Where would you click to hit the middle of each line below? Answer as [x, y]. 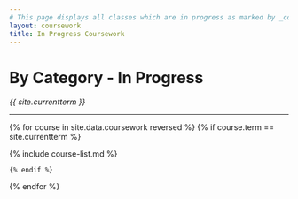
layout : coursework [45, 26]
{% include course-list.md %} [63, 154]
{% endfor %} [35, 187]
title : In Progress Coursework [67, 34]
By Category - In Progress [106, 77]
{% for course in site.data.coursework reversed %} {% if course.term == [142, 127]
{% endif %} [31, 170]
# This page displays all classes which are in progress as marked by [142, 17]
